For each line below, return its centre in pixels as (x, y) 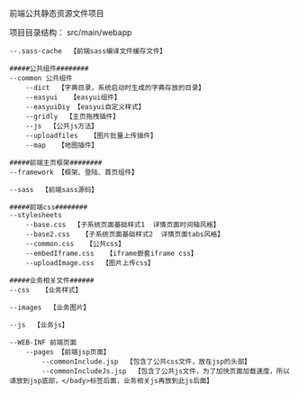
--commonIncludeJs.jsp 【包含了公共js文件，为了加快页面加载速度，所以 (166, 371)
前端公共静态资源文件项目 (57, 13)
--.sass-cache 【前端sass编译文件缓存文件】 (88, 51)
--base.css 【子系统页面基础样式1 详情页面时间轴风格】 (123, 224)
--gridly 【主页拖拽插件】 (72, 116)
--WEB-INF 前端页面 (43, 343)
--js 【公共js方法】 (62, 126)
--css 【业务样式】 (46, 290)
